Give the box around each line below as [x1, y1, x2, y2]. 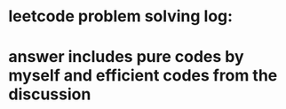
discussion [8, 84, 91, 105]
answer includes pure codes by [8, 47, 245, 67]
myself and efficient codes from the [8, 66, 278, 86]
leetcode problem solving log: [8, 6, 233, 27]
